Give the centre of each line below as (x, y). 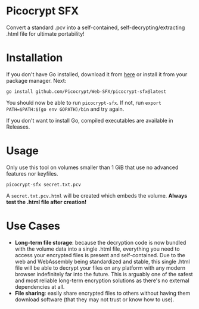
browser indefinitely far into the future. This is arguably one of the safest (104, 274)
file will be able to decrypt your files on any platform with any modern (100, 268)
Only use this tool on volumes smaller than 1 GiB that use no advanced (92, 167)
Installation (35, 58)
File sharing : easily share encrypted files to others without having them (102, 293)
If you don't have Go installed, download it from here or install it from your (97, 74)
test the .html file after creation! (46, 202)
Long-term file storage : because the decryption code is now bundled (100, 242)
